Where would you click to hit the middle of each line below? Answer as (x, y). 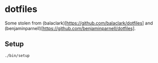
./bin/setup (17, 55)
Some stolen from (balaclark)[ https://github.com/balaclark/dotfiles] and (79, 23)
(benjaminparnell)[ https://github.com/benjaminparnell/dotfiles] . (70, 28)
